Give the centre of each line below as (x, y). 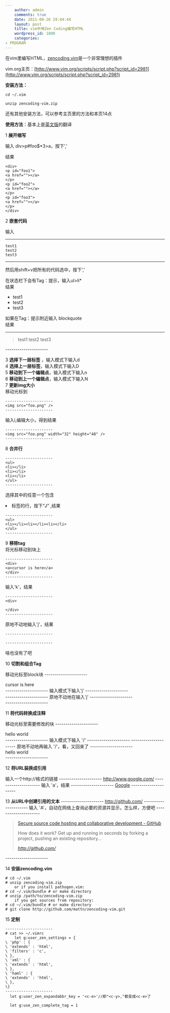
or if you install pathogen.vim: (50, 887)
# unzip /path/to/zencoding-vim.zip (44, 896)
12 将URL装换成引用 (26, 768)
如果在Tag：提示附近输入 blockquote (44, 318)
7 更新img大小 (20, 385)
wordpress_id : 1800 (35, 33)
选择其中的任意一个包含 (30, 495)
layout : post (28, 24)
